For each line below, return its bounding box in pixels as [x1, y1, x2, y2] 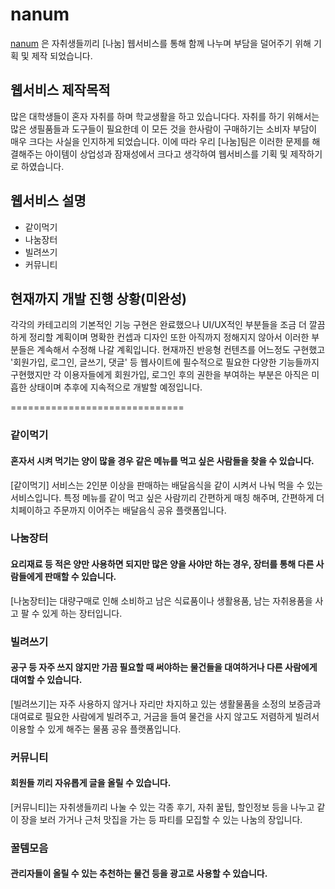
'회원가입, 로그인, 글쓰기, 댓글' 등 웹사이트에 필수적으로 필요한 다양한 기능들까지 [10, 356, 320, 368]
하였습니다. [20, 160, 65, 172]
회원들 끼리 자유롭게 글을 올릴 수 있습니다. [10, 777, 172, 789]
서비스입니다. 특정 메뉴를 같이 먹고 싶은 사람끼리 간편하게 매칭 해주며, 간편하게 [10, 491, 315, 503]
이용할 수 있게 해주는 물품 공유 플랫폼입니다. [10, 723, 182, 735]
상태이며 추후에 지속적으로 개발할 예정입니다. [28, 381, 203, 393]
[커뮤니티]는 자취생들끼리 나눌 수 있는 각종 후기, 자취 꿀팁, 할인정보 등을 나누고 [10, 801, 315, 813]
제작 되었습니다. [31, 49, 93, 62]
